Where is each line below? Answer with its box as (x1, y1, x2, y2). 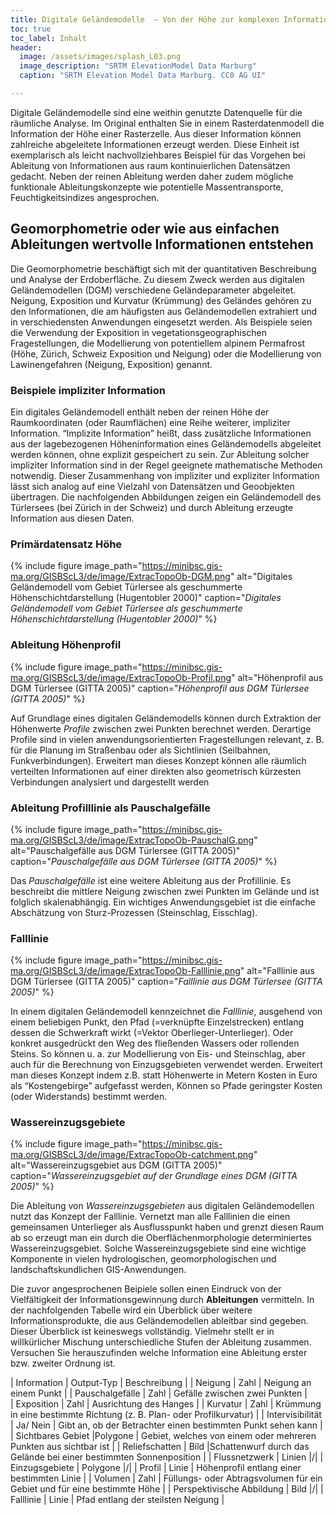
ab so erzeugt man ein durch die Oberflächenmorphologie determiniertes (10, 1232, 312, 1244)
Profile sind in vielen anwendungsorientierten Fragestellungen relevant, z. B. (10, 733, 325, 745)
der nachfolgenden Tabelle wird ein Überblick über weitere (10, 1304, 253, 1316)
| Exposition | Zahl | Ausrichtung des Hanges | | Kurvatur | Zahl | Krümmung (10, 1398, 322, 1410)
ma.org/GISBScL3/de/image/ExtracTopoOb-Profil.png (10, 671, 232, 683)
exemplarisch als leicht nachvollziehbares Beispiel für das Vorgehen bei (10, 149, 306, 161)
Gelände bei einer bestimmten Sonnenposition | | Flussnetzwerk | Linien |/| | (10, 1451, 324, 1463)
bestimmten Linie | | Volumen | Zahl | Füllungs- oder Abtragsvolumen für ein (10, 1472, 323, 1485)
